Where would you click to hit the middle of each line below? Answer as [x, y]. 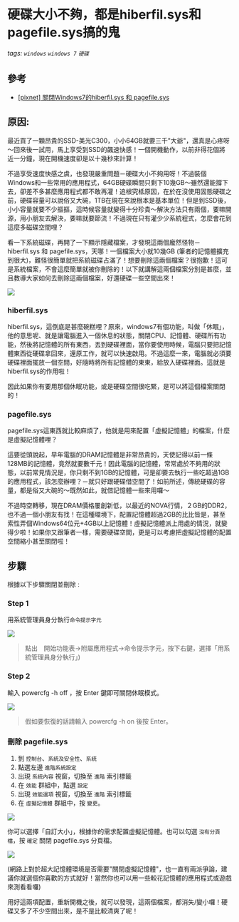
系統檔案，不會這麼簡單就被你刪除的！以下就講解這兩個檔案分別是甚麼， [119, 269]
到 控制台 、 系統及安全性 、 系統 [57, 758]
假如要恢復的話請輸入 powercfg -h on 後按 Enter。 [98, 721]
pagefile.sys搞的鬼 [64, 32]
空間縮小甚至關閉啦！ [38, 541]
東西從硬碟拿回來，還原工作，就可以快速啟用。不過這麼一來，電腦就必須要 [122, 353]
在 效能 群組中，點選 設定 [53, 785]
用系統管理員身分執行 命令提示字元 [54, 620]
